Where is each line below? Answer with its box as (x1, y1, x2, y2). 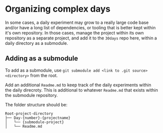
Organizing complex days (5, 3, 111, 15)
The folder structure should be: (5, 101, 68, 108)
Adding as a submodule (5, 55, 78, 63)
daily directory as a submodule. (5, 40, 68, 46)
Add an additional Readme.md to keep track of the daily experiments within (5, 82, 152, 88)
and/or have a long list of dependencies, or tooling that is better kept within (5, 24, 156, 30)
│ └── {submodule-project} (5, 119, 64, 125)
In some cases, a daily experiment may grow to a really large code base (5, 19, 149, 25)
